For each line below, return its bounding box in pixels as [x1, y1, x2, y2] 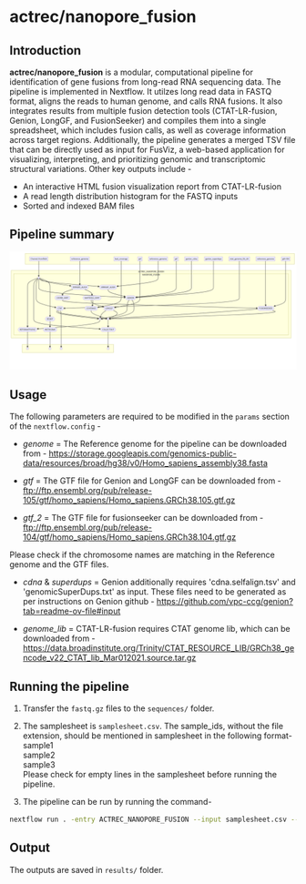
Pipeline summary [9, 227, 115, 242]
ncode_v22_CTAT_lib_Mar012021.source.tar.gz [22, 653, 197, 664]
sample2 [22, 749, 56, 761]
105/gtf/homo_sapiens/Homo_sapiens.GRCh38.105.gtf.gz [22, 494, 236, 506]
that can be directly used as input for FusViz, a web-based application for [9, 144, 285, 155]
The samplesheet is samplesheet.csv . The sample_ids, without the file [22, 721, 284, 732]
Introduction [9, 43, 82, 58]
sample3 [22, 759, 56, 770]
